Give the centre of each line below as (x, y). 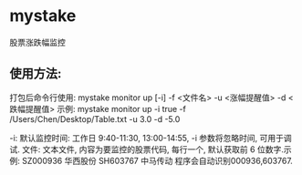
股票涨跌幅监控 (37, 42)
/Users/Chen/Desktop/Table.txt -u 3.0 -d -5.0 (95, 118)
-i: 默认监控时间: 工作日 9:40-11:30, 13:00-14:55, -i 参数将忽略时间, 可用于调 (151, 138)
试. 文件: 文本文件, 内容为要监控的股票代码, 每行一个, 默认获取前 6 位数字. (147, 149)
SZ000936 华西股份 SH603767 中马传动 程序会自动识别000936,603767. (157, 160)
